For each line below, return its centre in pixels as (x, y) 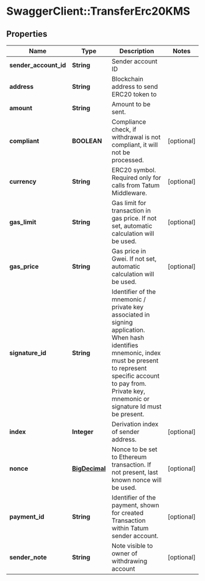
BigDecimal (89, 468)
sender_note (28, 557)
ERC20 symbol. (134, 170)
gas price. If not (134, 218)
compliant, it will (135, 145)
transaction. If (131, 465)
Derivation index (135, 424)
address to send (135, 87)
